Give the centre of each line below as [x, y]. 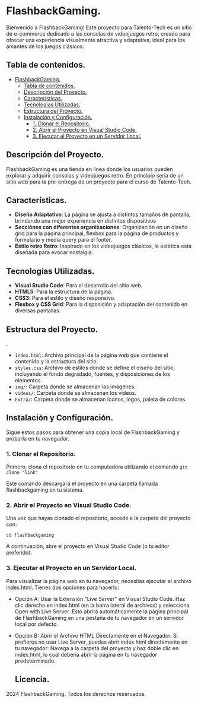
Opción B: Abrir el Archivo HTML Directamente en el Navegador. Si [96, 635]
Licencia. [32, 680]
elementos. [28, 380]
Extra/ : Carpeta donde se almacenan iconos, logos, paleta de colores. [100, 399]
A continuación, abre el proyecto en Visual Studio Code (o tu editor [88, 546]
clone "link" [22, 473]
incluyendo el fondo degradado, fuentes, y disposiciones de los [92, 374]
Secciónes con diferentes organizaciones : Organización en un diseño [101, 227]
